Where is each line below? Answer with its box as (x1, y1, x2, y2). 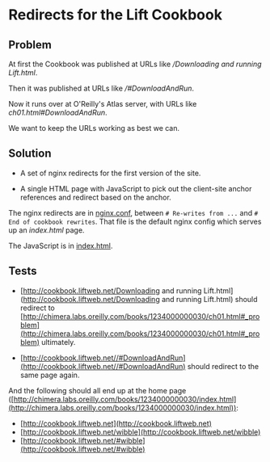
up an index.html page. (8, 225, 85, 235)
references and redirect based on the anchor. (19, 192, 171, 202)
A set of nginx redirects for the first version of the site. (19, 168, 201, 178)
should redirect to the (187, 361, 259, 371)
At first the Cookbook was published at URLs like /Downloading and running (8, 59, 262, 69)
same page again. (19, 370, 80, 380)
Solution (8, 147, 52, 161)
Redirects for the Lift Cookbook (8, 6, 222, 24)
